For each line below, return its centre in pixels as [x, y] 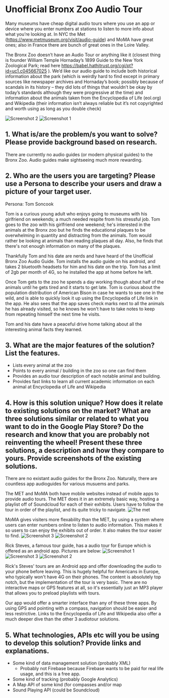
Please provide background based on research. [81, 142]
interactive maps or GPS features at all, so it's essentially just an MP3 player [84, 588]
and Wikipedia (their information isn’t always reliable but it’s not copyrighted [84, 103]
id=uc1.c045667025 [26, 71]
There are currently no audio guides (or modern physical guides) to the [79, 154]
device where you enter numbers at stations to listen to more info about [79, 28]
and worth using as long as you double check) [53, 108]
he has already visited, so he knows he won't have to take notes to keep [80, 309]
